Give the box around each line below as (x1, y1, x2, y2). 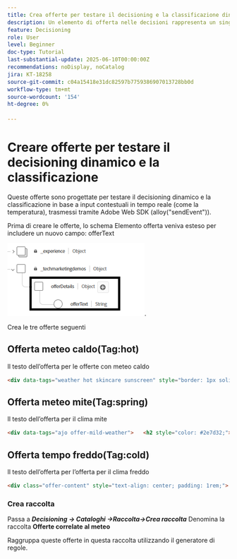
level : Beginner (7, 41, 55, 49)
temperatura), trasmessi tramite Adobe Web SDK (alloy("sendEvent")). (7, 208, 212, 216)
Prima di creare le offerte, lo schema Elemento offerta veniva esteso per (7, 221, 217, 229)
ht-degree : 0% (7, 101, 49, 108)
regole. (7, 543, 28, 552)
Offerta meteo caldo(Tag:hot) (7, 343, 140, 356)
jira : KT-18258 (7, 71, 52, 78)
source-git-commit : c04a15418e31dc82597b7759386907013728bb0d (7, 78, 194, 85)
